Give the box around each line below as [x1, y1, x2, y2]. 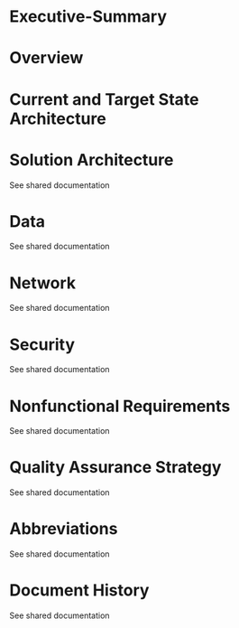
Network [9, 273, 77, 293]
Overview [9, 48, 84, 69]
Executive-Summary [9, 6, 168, 27]
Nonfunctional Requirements [9, 396, 231, 417]
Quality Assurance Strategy [9, 457, 222, 478]
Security [9, 334, 75, 354]
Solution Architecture [9, 149, 174, 170]
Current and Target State [9, 89, 199, 109]
